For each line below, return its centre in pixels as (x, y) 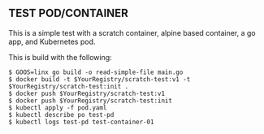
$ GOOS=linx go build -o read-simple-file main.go (96, 72)
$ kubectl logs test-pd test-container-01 (81, 122)
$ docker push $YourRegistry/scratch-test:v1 (87, 93)
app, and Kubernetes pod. (52, 41)
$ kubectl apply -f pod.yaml (58, 108)
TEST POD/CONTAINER (68, 13)
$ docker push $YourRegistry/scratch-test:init (91, 101)
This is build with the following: (60, 57)
